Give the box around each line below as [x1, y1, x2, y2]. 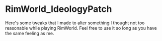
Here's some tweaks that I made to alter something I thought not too [5, 20, 145, 26]
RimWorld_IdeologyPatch [5, 3, 112, 15]
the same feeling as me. [5, 30, 54, 36]
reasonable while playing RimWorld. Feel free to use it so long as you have [5, 25, 158, 31]
